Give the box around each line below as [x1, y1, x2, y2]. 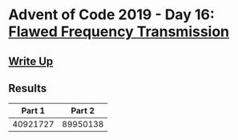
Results [8, 82, 47, 95]
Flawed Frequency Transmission [8, 22, 230, 41]
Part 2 [71, 106, 95, 117]
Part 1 [21, 106, 46, 117]
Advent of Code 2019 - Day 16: [8, 6, 215, 24]
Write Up [8, 54, 54, 68]
